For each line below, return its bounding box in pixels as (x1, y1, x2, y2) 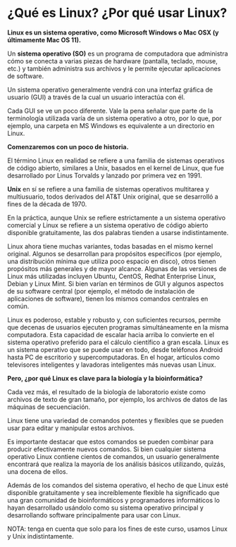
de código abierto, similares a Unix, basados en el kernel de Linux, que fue (7, 163, 224, 172)
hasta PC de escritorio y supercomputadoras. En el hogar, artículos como (7, 353, 221, 361)
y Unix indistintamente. (7, 532, 74, 540)
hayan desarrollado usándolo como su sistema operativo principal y (7, 503, 204, 512)
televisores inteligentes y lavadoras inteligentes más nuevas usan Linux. (7, 360, 216, 369)
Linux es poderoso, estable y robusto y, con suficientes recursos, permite (7, 315, 221, 324)
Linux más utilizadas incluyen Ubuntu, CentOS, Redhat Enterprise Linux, (7, 272, 216, 280)
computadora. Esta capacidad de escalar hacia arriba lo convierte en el (7, 330, 215, 339)
